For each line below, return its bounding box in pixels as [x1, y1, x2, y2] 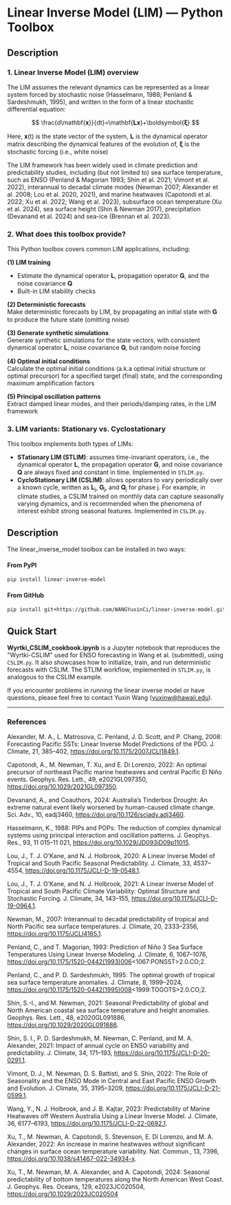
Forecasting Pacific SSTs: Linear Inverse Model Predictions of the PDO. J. [7, 740, 215, 748]
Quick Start [7, 625, 57, 637]
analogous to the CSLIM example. [7, 673, 103, 681]
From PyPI [7, 561, 37, 569]
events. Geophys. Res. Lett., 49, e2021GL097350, [7, 776, 148, 784]
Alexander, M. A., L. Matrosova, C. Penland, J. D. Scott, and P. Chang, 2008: [7, 733, 222, 741]
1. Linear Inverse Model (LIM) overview [7, 67, 139, 77]
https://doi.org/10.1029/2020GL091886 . [7, 1021, 119, 1030]
